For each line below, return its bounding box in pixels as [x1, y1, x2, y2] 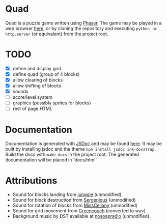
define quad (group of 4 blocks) [12, 71, 80, 77]
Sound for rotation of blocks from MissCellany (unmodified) [12, 202, 138, 209]
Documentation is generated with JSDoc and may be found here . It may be [5, 141, 162, 147]
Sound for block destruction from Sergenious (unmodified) [12, 197, 136, 203]
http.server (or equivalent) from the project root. [5, 31, 108, 37]
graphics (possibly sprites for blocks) [12, 100, 91, 106]
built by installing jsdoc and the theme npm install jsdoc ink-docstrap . [5, 146, 156, 152]
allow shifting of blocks [12, 82, 62, 89]
